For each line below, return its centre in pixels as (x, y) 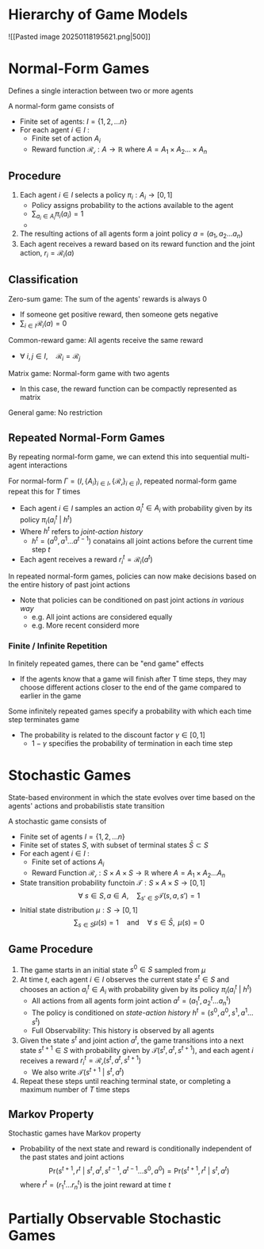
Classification (43, 280)
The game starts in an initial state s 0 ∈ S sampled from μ (113, 969)
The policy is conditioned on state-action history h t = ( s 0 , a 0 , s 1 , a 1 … (142, 1012)
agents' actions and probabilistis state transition (86, 805)
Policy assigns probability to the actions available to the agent (132, 206)
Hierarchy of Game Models (98, 15)
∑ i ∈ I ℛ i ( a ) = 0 (43, 324)
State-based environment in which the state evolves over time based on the (132, 797)
